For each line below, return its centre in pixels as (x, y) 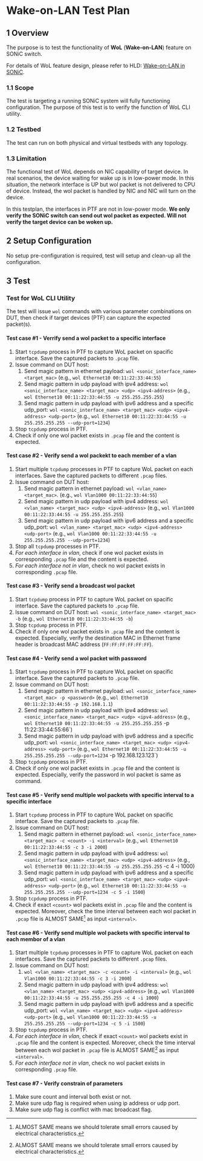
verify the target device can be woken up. (60, 222)
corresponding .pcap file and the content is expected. (82, 559)
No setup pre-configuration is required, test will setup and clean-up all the (99, 256)
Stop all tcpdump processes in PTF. (58, 546)
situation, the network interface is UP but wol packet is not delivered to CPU (101, 184)
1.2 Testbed (24, 130)
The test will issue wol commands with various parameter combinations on (99, 311)
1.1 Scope (20, 87)
